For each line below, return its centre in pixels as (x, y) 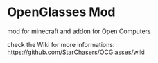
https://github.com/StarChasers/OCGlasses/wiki (76, 52)
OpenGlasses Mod (61, 12)
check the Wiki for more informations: (61, 44)
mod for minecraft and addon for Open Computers (79, 31)
